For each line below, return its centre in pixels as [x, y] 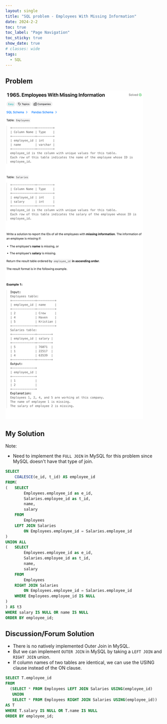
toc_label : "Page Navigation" [38, 33]
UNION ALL [16, 542]
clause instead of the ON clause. [47, 668]
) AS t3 [14, 607]
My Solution [25, 433]
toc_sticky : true [24, 38]
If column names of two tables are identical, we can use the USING [84, 662]
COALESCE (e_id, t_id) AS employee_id [55, 477]
